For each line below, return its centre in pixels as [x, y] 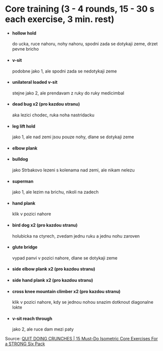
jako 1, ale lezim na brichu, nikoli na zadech [55, 192]
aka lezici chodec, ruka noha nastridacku [53, 115]
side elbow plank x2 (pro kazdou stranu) [54, 269]
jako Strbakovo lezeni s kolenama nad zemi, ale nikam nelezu [73, 170]
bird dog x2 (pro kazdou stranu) [45, 225]
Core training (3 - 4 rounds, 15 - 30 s [80, 9]
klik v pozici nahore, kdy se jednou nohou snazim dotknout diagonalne [83, 302]
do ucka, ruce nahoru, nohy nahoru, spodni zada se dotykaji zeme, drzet [85, 44]
